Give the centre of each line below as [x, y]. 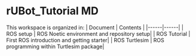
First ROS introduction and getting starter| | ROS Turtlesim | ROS [85, 40]
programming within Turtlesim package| [55, 46]
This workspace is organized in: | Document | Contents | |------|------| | [95, 27]
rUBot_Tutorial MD [52, 11]
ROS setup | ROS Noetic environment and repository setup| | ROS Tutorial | [98, 33]
